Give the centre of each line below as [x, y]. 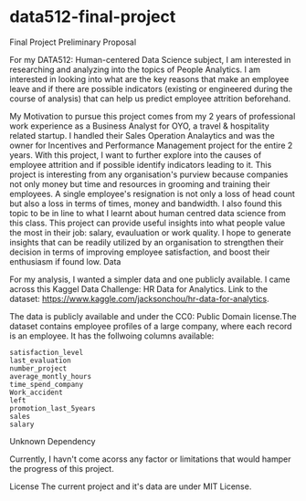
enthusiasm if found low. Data [65, 261]
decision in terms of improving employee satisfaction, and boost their [140, 252]
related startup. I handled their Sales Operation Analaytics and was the [142, 135]
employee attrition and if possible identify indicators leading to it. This [141, 164]
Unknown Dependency [53, 441]
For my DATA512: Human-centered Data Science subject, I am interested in [150, 59]
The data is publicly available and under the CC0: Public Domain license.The [153, 316]
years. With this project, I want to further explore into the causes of [136, 155]
